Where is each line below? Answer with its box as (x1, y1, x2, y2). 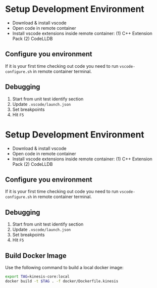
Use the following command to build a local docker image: (5, 264, 124, 270)
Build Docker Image (5, 251, 67, 260)
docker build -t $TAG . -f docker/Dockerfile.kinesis (5, 279, 119, 284)
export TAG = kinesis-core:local (5, 274, 70, 279)
